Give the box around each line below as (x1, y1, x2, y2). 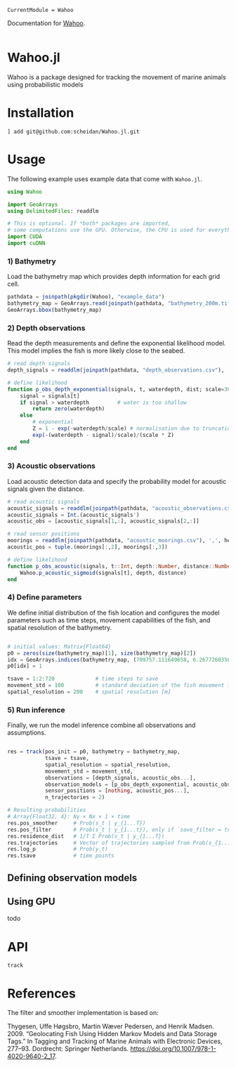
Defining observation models (7, 872, 138, 884)
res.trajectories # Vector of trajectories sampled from (7, 839, 190, 846)
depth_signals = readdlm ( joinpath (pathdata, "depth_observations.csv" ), (7, 367, 225, 374)
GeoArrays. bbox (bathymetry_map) (7, 306, 102, 313)
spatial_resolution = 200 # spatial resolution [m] (7, 688, 171, 695)
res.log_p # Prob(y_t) (7, 846, 109, 853)
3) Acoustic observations (7, 461, 96, 471)
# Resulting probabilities (7, 806, 86, 814)
